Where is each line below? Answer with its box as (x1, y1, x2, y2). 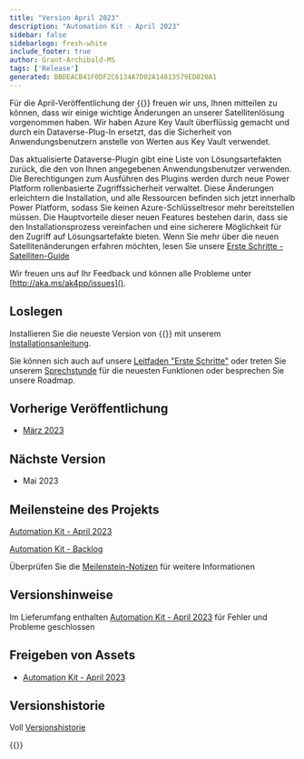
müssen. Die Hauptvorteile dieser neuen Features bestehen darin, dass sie (9, 211, 289, 223)
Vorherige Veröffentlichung (9, 401, 169, 416)
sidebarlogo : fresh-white (9, 38, 107, 48)
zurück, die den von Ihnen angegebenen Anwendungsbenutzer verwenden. (9, 163, 292, 174)
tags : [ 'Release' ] (9, 65, 79, 74)
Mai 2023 (22, 475, 59, 486)
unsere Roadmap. (9, 375, 75, 385)
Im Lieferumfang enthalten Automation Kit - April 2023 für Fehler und (9, 611, 268, 623)
